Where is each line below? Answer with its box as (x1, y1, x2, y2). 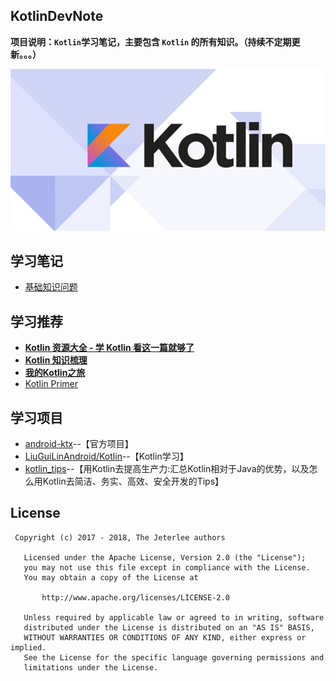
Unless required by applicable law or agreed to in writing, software (23, 612, 325, 623)
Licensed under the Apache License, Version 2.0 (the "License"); (23, 552, 307, 563)
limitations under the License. (23, 662, 159, 673)
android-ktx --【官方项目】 (24, 437, 134, 449)
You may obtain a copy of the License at (23, 572, 199, 583)
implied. (10, 642, 47, 653)
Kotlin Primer (24, 378, 79, 390)
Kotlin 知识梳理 (24, 354, 88, 366)
